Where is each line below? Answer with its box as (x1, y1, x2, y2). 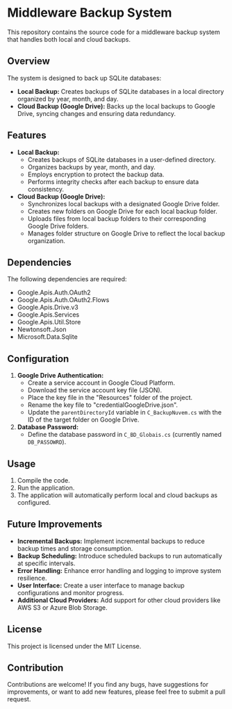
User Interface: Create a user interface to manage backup (17, 581, 185, 590)
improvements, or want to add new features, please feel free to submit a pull (7, 687, 226, 696)
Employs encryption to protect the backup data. (27, 170, 165, 178)
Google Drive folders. (27, 222, 89, 230)
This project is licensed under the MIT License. (7, 642, 142, 650)
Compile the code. (17, 476, 71, 484)
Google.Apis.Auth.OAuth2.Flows (17, 296, 110, 304)
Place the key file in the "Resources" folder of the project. (27, 394, 193, 402)
